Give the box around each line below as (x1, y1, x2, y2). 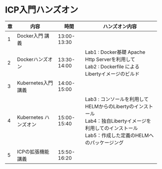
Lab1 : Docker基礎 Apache (85, 49, 146, 56)
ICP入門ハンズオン (5, 4, 79, 15)
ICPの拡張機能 (17, 148, 50, 155)
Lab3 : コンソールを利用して (85, 96, 149, 102)
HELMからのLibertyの (85, 103, 134, 110)
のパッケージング (85, 139, 124, 146)
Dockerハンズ (17, 56, 48, 63)
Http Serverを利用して (85, 56, 135, 63)
